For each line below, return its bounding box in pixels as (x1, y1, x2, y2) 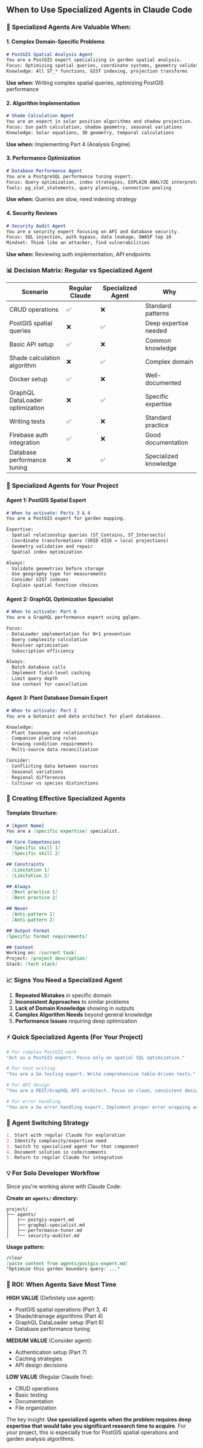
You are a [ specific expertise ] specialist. (6, 828, 120, 835)
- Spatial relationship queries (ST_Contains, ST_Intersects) (6, 532, 166, 538)
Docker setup (9, 375, 48, 383)
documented (144, 379, 181, 387)
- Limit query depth (6, 676, 59, 682)
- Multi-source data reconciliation (6, 746, 98, 753)
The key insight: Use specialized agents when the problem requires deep (6, 1415, 192, 1423)
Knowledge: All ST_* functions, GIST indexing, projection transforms (6, 68, 188, 74)
